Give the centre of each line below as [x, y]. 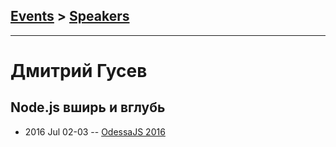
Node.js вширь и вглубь [88, 107]
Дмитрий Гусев [79, 71]
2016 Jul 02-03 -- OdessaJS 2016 [95, 131]
